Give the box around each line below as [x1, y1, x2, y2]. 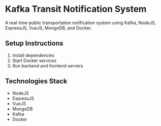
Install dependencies [12, 52, 55, 58]
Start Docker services [12, 58, 57, 63]
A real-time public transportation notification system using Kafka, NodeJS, [5, 20, 156, 26]
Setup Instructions [5, 39, 64, 48]
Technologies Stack [5, 77, 67, 86]
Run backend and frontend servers [12, 63, 83, 68]
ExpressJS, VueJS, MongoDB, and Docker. [5, 25, 92, 31]
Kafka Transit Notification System [5, 3, 147, 15]
